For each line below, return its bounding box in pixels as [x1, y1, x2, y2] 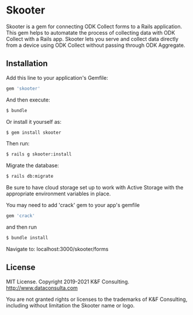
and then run [6, 223, 37, 231]
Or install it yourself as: [6, 118, 61, 125]
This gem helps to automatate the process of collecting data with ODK [6, 29, 175, 36]
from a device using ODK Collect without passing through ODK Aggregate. [6, 42, 185, 49]
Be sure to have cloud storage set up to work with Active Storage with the [6, 184, 184, 191]
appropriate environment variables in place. [6, 190, 111, 197]
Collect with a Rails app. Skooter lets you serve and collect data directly [6, 35, 179, 42]
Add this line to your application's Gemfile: [6, 74, 108, 81]
